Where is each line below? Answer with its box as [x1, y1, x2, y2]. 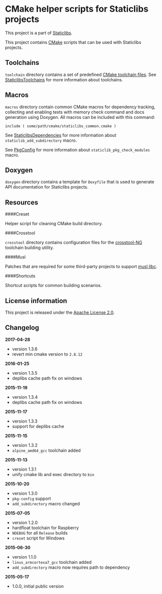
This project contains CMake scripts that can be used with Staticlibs [5, 39, 142, 45]
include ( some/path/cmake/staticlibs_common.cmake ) [5, 123, 117, 129]
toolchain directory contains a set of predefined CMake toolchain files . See [5, 72, 157, 77]
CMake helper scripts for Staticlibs [5, 3, 148, 15]
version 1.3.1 [12, 466, 36, 472]
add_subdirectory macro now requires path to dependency [12, 564, 130, 570]
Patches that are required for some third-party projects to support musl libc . [5, 264, 157, 269]
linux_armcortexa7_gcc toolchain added [12, 559, 92, 565]
